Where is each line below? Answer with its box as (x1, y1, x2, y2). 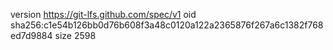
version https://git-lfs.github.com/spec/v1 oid (10, 9, 197, 20)
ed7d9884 (10, 30, 53, 41)
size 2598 (54, 30, 97, 41)
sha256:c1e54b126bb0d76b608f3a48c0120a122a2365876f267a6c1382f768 (10, 19, 324, 31)
